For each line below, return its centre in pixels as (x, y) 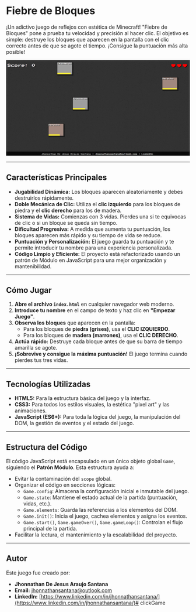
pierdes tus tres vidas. (41, 360)
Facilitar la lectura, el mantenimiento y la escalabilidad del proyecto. (96, 535)
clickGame (153, 603)
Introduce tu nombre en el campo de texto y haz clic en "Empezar (95, 310)
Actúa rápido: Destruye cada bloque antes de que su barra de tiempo (98, 341)
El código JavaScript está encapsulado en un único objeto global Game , (91, 461)
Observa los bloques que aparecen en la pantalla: (75, 323)
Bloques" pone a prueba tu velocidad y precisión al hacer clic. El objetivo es (97, 33)
